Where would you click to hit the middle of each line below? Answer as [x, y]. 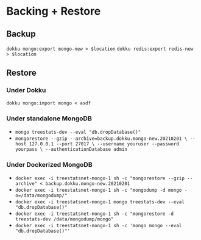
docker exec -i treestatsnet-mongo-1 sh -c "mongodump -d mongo [98, 191]
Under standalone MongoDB [49, 118]
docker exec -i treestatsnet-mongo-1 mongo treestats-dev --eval [100, 202]
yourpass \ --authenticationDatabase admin [71, 149]
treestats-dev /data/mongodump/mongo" [64, 219]
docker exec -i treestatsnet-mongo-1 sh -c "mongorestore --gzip [100, 178]
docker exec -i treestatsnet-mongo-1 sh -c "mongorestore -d [94, 214]
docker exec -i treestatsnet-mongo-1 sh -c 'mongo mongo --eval [98, 226]
